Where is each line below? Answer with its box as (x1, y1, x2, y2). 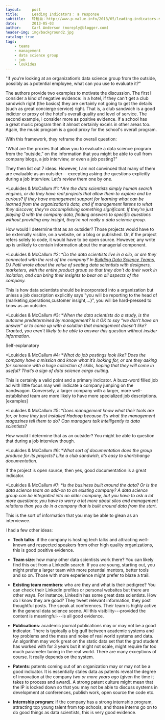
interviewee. (5, 518, 31, 524)
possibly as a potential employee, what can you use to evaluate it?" (5, 80, 141, 86)
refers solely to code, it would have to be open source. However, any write (5, 237, 156, 243)
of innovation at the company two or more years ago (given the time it (12, 674, 154, 680)
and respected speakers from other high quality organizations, (27, 542, 154, 548)
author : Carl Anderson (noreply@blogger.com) (5, 26, 109, 30)
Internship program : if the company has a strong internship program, (12, 699, 153, 705)
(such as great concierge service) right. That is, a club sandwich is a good (5, 106, 156, 112)
